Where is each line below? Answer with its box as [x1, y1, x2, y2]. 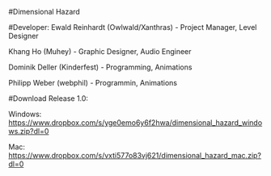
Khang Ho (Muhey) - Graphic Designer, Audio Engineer [8, 47, 192, 56]
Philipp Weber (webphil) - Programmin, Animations [8, 78, 178, 87]
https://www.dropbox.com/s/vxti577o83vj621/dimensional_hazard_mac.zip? [8, 151, 261, 160]
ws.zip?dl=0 [8, 127, 49, 136]
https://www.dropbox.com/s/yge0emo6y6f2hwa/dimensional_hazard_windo [8, 118, 263, 128]
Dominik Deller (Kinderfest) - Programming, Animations [8, 62, 193, 72]
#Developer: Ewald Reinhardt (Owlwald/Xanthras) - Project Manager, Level [8, 23, 257, 31]
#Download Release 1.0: [8, 94, 89, 103]
